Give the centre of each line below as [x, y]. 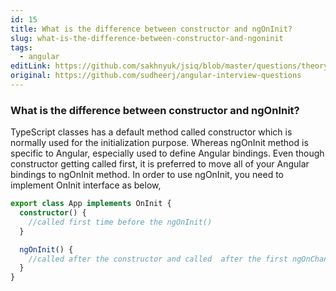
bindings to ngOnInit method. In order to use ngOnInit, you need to [147, 175]
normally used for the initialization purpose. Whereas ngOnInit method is [159, 143]
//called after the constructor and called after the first [158, 259]
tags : [21, 47]
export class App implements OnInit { [91, 204]
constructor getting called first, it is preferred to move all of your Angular [160, 164]
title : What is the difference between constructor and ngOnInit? [151, 29]
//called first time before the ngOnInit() [120, 222]
